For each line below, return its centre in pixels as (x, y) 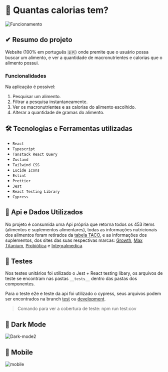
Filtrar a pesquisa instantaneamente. (50, 102)
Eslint (19, 175)
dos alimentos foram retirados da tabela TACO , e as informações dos (76, 235)
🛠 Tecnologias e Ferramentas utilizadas (69, 129)
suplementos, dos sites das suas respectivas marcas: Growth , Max (74, 240)
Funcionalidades (26, 76)
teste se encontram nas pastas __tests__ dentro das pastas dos (71, 279)
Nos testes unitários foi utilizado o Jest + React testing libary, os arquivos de (84, 273)
